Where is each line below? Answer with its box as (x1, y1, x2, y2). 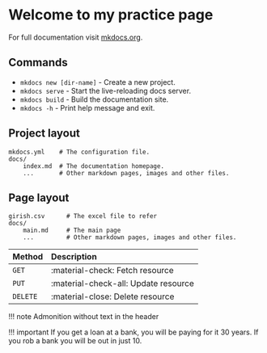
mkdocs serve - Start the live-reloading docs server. (19, 86, 192, 95)
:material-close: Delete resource (51, 291, 175, 302)
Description (51, 251, 97, 263)
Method (12, 251, 44, 263)
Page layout (8, 191, 70, 204)
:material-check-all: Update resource (51, 278, 194, 289)
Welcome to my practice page (8, 6, 214, 24)
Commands (8, 56, 69, 69)
